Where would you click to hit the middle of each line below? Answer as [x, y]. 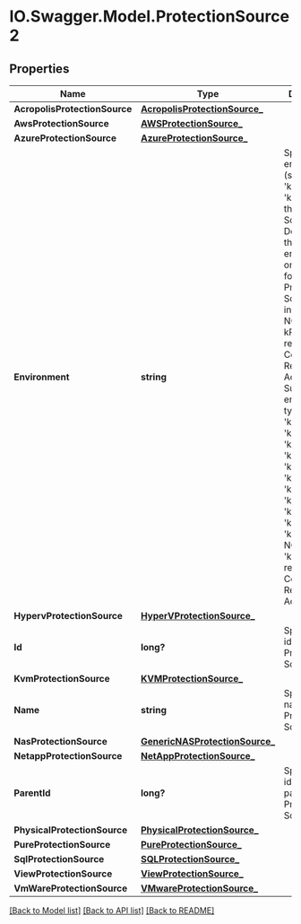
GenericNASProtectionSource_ [208, 741]
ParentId [32, 793]
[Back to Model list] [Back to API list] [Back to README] [112, 911]
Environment [42, 377]
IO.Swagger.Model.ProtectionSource [149, 17]
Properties [39, 69]
